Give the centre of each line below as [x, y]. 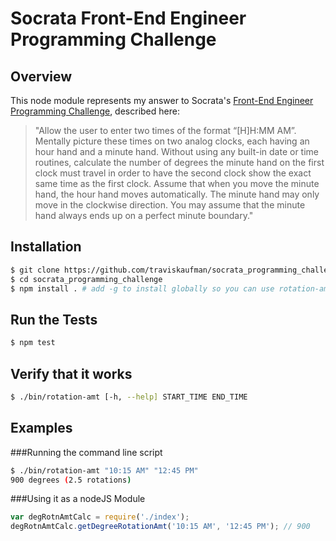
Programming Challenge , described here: [95, 111]
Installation [46, 247]
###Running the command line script [86, 452]
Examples [41, 428]
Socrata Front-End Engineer [128, 18]
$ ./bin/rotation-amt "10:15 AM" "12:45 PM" [104, 470]
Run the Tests [54, 319]
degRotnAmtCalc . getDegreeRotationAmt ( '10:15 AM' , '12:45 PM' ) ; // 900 [160, 527]
